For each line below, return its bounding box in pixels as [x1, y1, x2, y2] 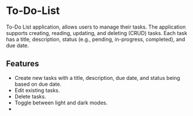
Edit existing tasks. [14, 86, 60, 94]
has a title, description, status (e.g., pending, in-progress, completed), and [6, 36, 185, 43]
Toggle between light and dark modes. [14, 99, 108, 106]
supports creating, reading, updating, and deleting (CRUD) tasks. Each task [6, 29, 188, 36]
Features [6, 59, 39, 69]
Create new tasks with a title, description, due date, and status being [14, 74, 180, 81]
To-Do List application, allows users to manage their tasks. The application [6, 23, 186, 30]
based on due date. [14, 80, 62, 87]
